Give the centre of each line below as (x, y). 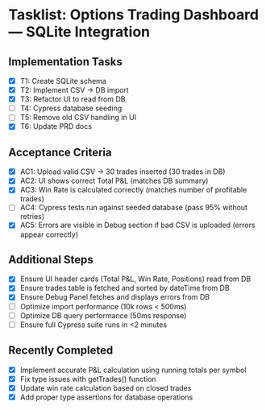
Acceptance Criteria (60, 152)
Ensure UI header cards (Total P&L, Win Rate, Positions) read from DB (135, 279)
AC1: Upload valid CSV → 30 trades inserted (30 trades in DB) (123, 172)
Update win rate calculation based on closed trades (106, 387)
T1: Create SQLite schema (63, 81)
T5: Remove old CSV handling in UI (78, 118)
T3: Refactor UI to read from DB (73, 99)
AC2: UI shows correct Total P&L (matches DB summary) (114, 181)
